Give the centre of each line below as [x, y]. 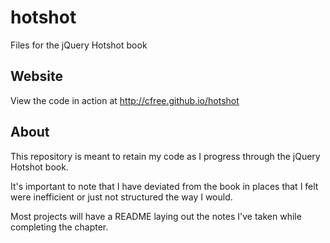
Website [36, 76]
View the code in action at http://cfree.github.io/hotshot [125, 100]
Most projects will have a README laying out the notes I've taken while [156, 216]
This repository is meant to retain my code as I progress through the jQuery [165, 156]
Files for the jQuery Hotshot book [79, 45]
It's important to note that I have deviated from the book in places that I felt [164, 186]
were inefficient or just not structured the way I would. [121, 197]
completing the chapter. [59, 227]
